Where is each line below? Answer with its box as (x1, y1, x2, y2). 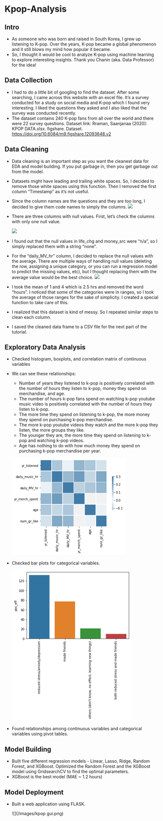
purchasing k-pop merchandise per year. (19, 448, 101, 454)
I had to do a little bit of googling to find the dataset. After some (11, 89, 140, 95)
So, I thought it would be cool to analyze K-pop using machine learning (11, 51, 154, 57)
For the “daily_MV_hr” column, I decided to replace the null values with (11, 253, 153, 258)
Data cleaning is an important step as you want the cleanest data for (11, 158, 149, 164)
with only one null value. (11, 218, 61, 224)
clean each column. (11, 314, 52, 320)
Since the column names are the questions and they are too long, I (11, 198, 145, 204)
